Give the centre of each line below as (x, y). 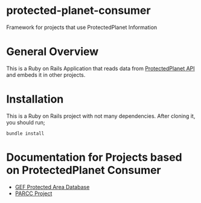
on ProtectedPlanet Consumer (84, 170)
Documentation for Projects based (94, 157)
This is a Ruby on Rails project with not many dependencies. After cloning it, (101, 116)
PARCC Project (33, 193)
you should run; (26, 122)
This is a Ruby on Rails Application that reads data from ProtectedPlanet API (101, 68)
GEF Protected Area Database (52, 187)
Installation (35, 99)
